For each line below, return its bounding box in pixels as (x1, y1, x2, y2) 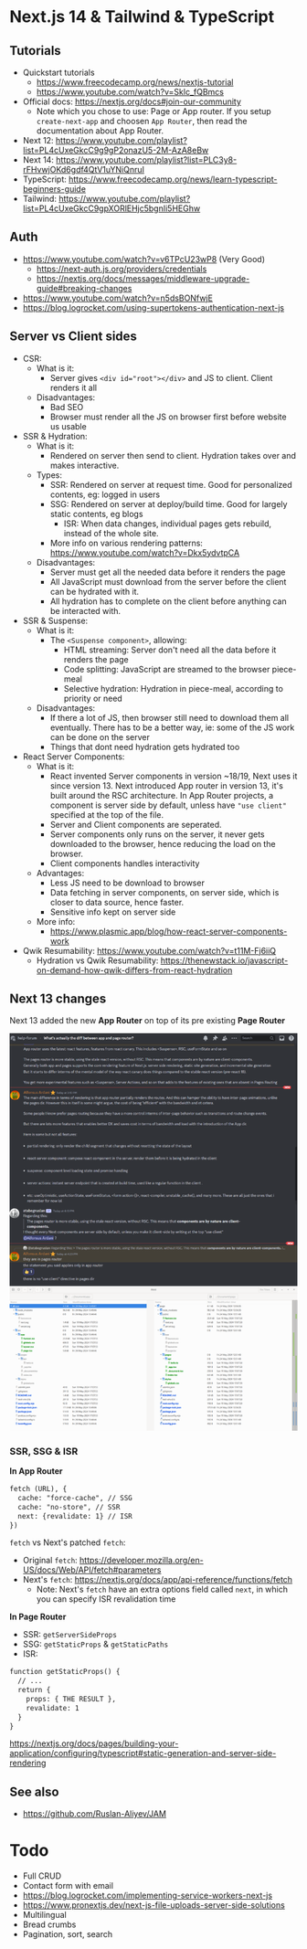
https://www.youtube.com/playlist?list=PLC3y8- (56, 154, 238, 165)
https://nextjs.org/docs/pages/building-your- (9, 1738, 179, 1749)
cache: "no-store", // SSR (17, 1503, 121, 1512)
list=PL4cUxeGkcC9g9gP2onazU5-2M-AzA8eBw (22, 144, 209, 155)
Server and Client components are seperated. (49, 819, 222, 830)
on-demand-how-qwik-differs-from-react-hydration (36, 964, 233, 975)
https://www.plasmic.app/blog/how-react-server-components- (49, 926, 288, 937)
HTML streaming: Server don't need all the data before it (63, 644, 277, 655)
